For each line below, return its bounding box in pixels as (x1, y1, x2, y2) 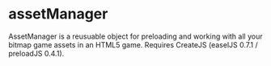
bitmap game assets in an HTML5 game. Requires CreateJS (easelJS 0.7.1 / (8, 39, 258, 49)
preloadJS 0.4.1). (8, 48, 65, 58)
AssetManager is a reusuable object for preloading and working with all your (8, 31, 263, 41)
